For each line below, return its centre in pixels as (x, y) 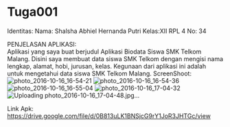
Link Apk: (21, 108)
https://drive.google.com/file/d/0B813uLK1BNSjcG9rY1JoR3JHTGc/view (109, 116)
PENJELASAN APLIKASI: (42, 44)
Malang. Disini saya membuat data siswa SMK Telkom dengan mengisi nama (115, 58)
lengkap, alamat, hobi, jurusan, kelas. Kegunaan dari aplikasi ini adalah (107, 66)
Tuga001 (33, 12)
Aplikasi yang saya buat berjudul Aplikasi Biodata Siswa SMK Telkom (104, 51)
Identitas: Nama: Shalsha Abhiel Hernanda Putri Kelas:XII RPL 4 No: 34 (107, 31)
